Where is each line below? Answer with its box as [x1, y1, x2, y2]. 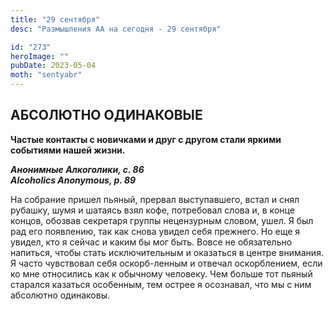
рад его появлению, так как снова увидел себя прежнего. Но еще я [10, 225, 301, 237]
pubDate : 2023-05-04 [10, 61, 97, 71]
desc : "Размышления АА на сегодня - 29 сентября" [10, 24, 222, 34]
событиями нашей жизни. [10, 144, 126, 156]
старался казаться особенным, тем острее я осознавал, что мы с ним [10, 278, 312, 290]
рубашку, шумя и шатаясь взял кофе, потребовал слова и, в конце [10, 204, 295, 216]
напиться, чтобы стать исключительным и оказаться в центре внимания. [10, 246, 324, 258]
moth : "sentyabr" [10, 70, 83, 80]
